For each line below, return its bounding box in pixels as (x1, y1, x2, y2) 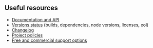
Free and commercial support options (11, 37, 87, 43)
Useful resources (4, 4, 58, 12)
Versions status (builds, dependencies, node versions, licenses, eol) (11, 22, 149, 28)
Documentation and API (11, 16, 59, 22)
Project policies (11, 32, 43, 38)
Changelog (11, 27, 34, 33)
